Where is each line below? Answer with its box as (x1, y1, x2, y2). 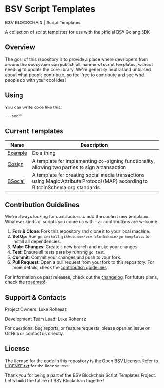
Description (80, 142, 108, 149)
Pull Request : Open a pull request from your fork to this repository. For (12, 259, 155, 265)
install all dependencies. (12, 238, 61, 245)
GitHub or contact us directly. (5, 330, 64, 336)
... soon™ (5, 113, 23, 118)
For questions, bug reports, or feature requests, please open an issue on (5, 325, 151, 331)
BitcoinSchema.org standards (32, 184, 100, 191)
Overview (5, 43, 36, 52)
